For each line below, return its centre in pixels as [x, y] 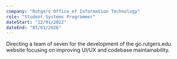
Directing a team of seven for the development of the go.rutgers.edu [88, 44]
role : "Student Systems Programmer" [51, 17]
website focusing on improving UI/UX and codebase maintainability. [88, 50]
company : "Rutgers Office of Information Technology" [73, 11]
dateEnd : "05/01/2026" [34, 27]
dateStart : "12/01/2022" [36, 22]
